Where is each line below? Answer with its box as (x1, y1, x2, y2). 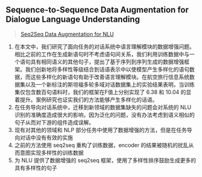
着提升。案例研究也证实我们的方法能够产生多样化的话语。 (14, 96, 158, 103)
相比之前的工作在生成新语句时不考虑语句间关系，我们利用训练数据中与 (14, 50, 190, 58)
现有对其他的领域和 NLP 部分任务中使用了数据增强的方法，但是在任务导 (14, 126, 193, 133)
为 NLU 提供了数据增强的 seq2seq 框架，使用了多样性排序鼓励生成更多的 (14, 156, 197, 164)
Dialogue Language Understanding (5, 15, 140, 25)
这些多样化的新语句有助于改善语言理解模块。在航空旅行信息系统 (30, 73, 190, 81)
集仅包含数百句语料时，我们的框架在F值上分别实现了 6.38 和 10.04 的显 (14, 88, 192, 96)
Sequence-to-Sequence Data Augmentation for (5, 5, 189, 15)
